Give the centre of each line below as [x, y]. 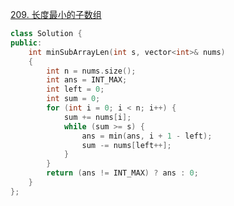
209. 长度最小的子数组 [56, 14]
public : [26, 43]
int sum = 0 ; [73, 99]
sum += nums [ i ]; [97, 117]
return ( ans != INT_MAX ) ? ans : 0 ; [122, 173]
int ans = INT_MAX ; [87, 80]
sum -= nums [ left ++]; [126, 145]
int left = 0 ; [75, 89]
